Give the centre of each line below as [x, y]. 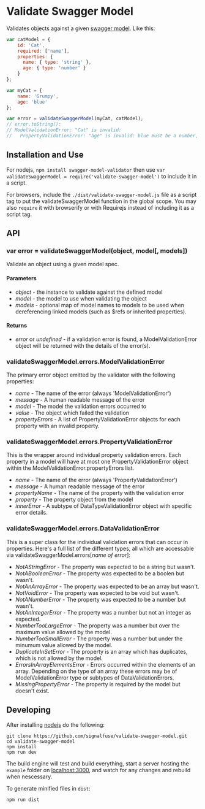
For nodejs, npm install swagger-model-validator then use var [86, 169]
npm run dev [21, 752]
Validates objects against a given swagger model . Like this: [81, 28]
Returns [17, 326]
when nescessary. [29, 776]
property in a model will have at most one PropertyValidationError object [97, 462]
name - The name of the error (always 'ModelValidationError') [93, 393]
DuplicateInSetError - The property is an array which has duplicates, [101, 651]
